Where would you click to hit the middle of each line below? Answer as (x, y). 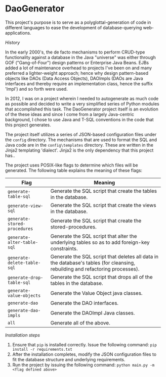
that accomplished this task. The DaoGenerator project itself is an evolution (82, 109)
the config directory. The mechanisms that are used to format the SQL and (81, 140)
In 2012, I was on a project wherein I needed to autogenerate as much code (82, 98)
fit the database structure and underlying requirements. (69, 359)
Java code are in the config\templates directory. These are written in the (79, 145)
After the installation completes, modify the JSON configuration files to (84, 354)
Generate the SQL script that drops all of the (102, 277)
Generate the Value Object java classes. (96, 293)
